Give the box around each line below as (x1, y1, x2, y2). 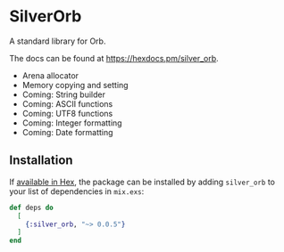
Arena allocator (21, 69, 79, 81)
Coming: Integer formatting (21, 118, 122, 128)
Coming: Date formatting (21, 126, 113, 137)
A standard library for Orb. (9, 36, 106, 46)
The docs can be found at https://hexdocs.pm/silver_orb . (9, 53, 219, 63)
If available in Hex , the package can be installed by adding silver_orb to (9, 176, 275, 187)
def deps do (9, 203, 54, 212)
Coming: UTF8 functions (21, 108, 113, 118)
